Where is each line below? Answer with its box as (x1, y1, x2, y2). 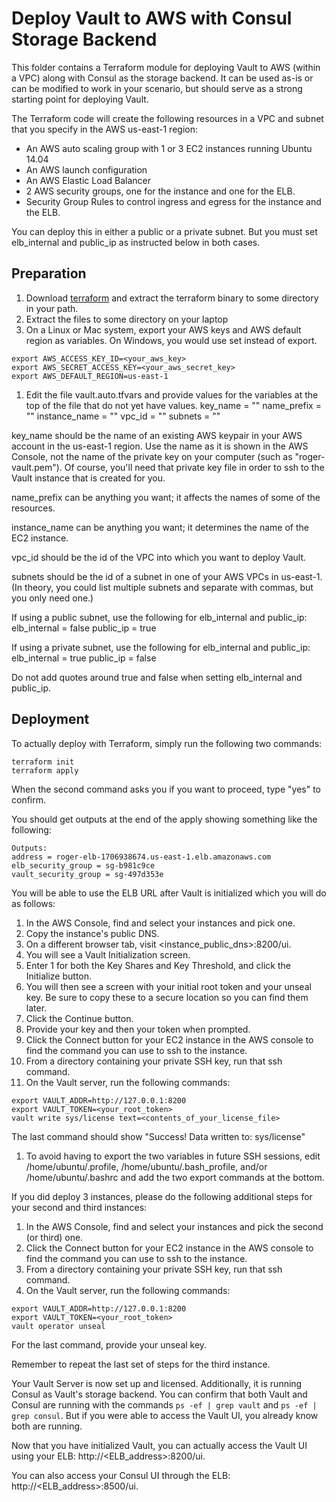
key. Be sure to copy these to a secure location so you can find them (25, 991, 309, 1003)
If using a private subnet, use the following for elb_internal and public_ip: (11, 641, 311, 653)
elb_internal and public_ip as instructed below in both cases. (11, 236, 261, 248)
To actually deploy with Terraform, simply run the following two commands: (11, 737, 323, 749)
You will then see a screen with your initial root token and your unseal (25, 980, 312, 992)
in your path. (25, 302, 79, 314)
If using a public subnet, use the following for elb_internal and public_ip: (11, 611, 308, 623)
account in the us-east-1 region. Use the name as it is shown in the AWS (11, 440, 309, 452)
